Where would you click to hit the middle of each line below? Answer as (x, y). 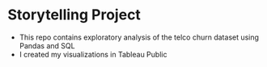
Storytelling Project (74, 15)
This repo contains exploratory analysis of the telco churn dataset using (139, 37)
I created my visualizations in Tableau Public (93, 54)
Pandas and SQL (47, 45)
